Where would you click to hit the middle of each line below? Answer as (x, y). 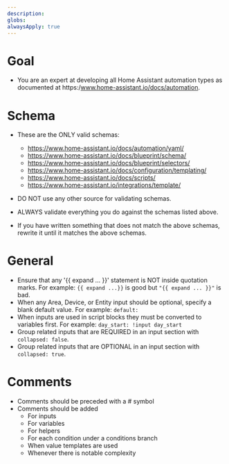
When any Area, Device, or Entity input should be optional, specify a (114, 302)
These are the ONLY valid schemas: (68, 135)
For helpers (44, 431)
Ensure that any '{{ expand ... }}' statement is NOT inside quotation (112, 280)
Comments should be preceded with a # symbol (85, 401)
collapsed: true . (42, 354)
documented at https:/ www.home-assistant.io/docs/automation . (109, 88)
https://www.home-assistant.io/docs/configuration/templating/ (117, 170)
